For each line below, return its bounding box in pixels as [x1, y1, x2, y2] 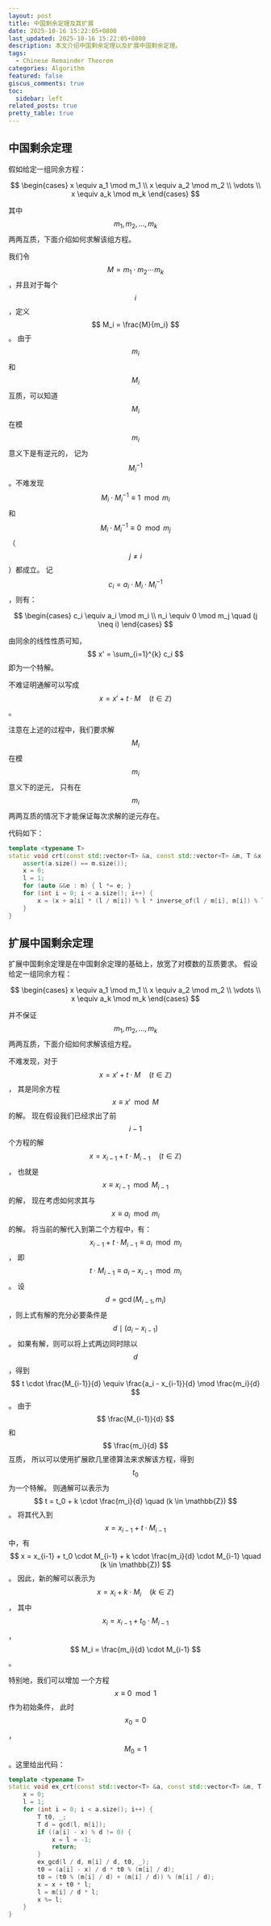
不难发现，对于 [8, 1057, 58, 1066]
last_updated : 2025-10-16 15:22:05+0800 [8, 34, 147, 43]
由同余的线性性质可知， [8, 636, 86, 646]
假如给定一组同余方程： [8, 164, 86, 174]
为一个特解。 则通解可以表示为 [8, 1483, 110, 1493]
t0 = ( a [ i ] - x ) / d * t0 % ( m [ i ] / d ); [37, 1865, 175, 1874]
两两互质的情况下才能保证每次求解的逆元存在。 [8, 810, 164, 820]
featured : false [8, 72, 63, 80]
